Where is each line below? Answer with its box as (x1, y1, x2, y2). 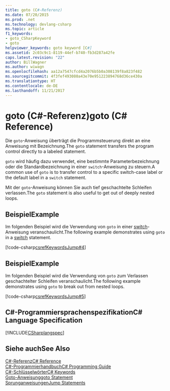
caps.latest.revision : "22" (5, 55, 65, 60)
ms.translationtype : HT (5, 79, 56, 84)
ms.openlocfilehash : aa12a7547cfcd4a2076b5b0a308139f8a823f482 (5, 69, 143, 74)
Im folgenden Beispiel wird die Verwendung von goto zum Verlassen (5, 273, 149, 279)
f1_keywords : (5, 31, 33, 36)
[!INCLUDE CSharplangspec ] (5, 329, 65, 335)
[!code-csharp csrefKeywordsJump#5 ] (5, 294, 86, 300)
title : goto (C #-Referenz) (5, 7, 63, 13)
